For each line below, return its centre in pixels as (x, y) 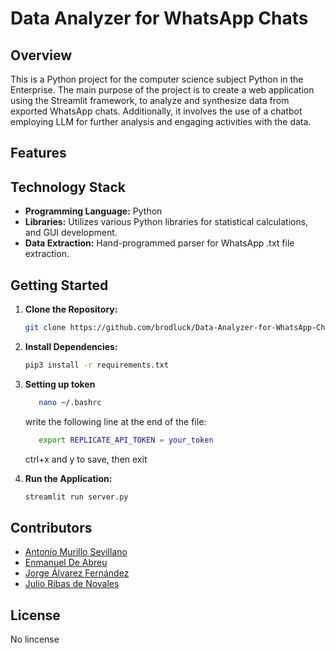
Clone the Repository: (71, 309)
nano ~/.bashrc (70, 402)
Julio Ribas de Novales (72, 584)
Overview (41, 55)
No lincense (35, 639)
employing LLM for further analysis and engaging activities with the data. (161, 121)
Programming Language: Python (93, 211)
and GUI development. (71, 233)
